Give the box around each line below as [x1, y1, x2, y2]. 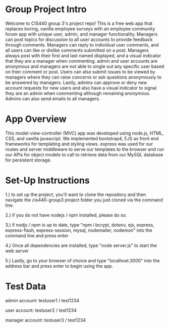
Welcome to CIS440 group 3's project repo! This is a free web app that [5, 20, 153, 26]
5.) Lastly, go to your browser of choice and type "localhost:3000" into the [5, 257, 160, 264]
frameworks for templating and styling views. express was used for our [5, 141, 153, 147]
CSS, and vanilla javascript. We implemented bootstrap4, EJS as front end [5, 135, 159, 141]
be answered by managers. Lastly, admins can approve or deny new [5, 79, 147, 86]
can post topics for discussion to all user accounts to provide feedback [5, 36, 153, 43]
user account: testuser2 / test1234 [5, 307, 77, 313]
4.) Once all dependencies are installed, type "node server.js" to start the [5, 242, 157, 249]
